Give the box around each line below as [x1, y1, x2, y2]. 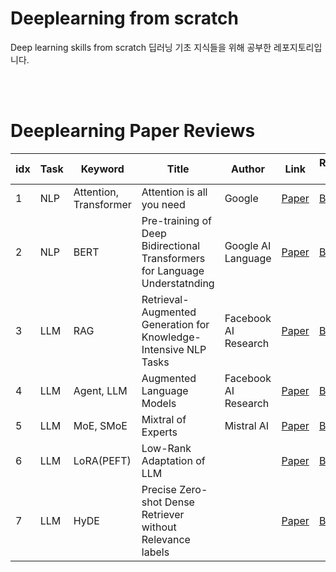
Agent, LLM [73, 383, 128, 397]
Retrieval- [141, 292, 190, 306]
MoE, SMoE [73, 418, 128, 432]
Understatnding [141, 276, 215, 290]
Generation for [141, 317, 210, 331]
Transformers [141, 251, 206, 265]
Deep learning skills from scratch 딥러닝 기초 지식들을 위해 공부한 [10, 41, 272, 53]
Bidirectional [141, 238, 201, 252]
